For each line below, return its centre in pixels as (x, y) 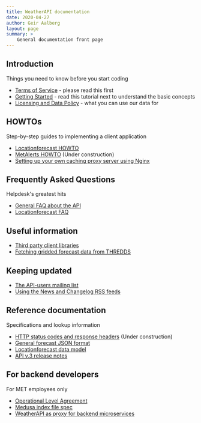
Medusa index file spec (44, 407)
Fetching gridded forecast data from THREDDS (73, 252)
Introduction (30, 64)
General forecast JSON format (52, 342)
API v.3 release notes (41, 356)
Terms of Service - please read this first (64, 90)
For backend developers (52, 375)
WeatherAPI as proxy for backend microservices (75, 413)
